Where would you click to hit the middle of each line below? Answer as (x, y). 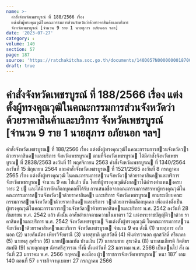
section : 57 (20, 50)
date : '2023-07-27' (30, 33)
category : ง (20, 38)
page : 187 (18, 55)
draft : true (20, 66)
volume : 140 (20, 44)
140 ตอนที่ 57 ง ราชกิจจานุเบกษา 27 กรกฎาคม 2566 (59, 261)
